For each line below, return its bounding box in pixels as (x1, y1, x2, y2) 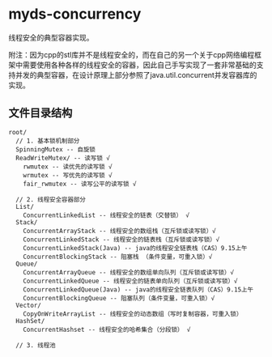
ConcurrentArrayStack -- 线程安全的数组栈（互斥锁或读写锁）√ (23, 227, 216, 235)
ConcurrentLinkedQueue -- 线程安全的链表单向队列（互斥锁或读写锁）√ (23, 277, 238, 285)
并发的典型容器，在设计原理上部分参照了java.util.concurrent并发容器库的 (15, 70, 257, 79)
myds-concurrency (8, 5, 142, 23)
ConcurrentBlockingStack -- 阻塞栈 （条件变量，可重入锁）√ (23, 253, 213, 261)
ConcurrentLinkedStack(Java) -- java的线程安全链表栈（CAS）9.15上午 (23, 244, 248, 252)
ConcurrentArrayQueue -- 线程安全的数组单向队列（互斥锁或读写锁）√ (23, 268, 235, 276)
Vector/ (15, 301, 42, 309)
